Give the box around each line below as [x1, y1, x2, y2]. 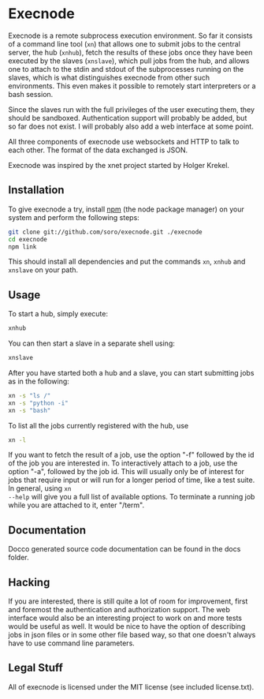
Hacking [8, 575, 50, 589]
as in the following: [8, 376, 69, 386]
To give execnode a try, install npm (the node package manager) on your [8, 204, 244, 214]
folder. [8, 553, 29, 563]
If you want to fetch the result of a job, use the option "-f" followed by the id [8, 450, 255, 460]
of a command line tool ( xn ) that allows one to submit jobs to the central [8, 39, 240, 48]
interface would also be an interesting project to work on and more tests [8, 613, 243, 623]
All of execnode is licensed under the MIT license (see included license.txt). [8, 682, 255, 691]
